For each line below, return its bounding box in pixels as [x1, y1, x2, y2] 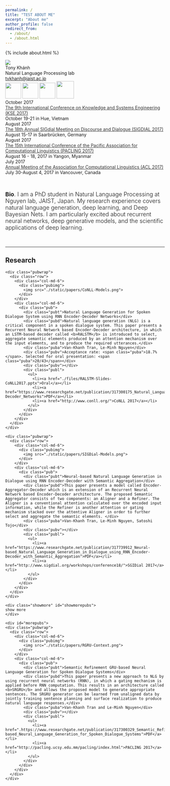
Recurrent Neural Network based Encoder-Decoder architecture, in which [5, 327, 162, 333]
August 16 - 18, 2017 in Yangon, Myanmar [5, 153, 92, 159]
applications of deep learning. [5, 224, 84, 231]
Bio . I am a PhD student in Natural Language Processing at [5, 190, 160, 198]
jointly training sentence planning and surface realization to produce [5, 696, 162, 701]
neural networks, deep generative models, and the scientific [5, 217, 163, 224]
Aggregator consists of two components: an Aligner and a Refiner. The [5, 496, 159, 501]
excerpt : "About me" [5, 17, 49, 22]
